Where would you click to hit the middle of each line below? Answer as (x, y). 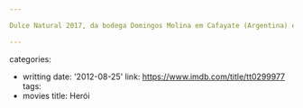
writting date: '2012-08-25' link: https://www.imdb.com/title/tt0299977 (154, 76)
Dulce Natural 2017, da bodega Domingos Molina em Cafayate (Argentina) (149, 25)
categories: (30, 58)
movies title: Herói (56, 95)
